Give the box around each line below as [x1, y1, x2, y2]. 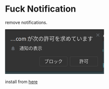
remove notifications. [5, 19, 48, 25]
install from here [5, 79, 38, 85]
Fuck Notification [5, 3, 76, 15]
